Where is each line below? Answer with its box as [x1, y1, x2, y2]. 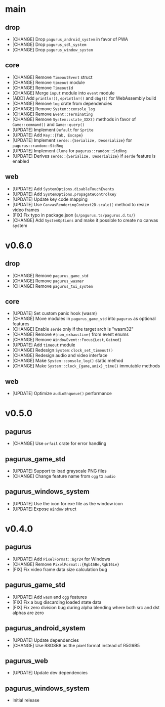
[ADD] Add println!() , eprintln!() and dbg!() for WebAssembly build [12, 95, 157, 101]
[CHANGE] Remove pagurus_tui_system [12, 283, 93, 289]
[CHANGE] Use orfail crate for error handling [12, 441, 107, 446]
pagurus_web [5, 657, 48, 665]
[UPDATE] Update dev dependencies [12, 670, 88, 676]
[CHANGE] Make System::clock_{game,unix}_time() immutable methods [12, 363, 161, 369]
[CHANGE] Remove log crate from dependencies [12, 100, 113, 106]
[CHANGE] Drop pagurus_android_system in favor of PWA [12, 36, 128, 42]
